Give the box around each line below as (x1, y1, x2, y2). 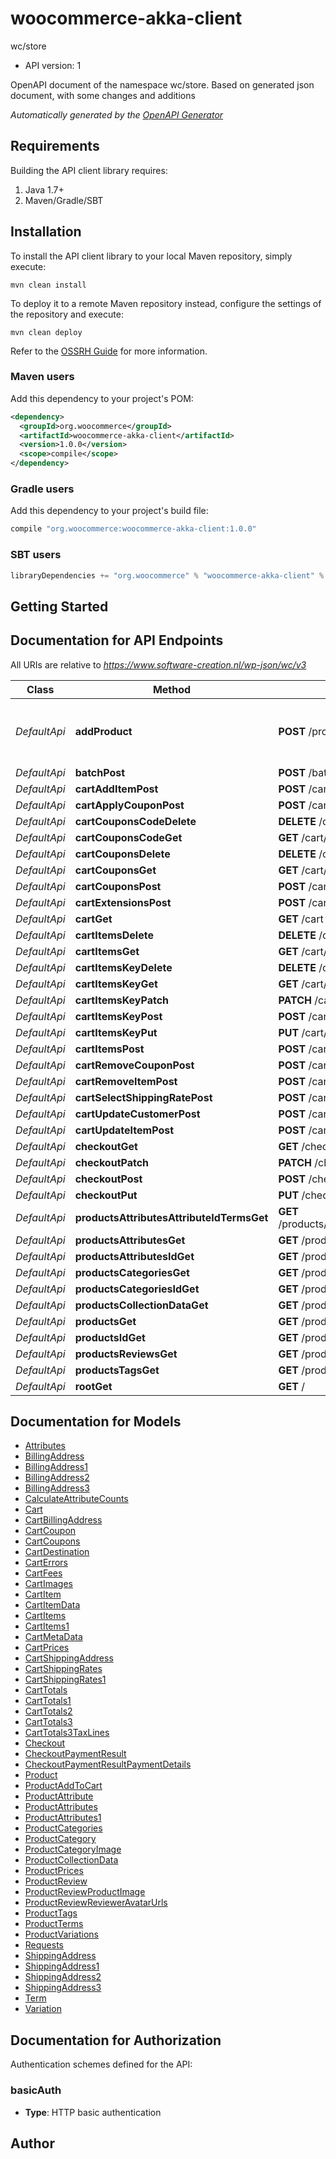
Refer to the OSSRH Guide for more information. (10, 345, 208, 357)
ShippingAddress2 (24, 1971, 102, 1983)
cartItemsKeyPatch (74, 993, 170, 1007)
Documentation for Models (10, 1413, 182, 1431)
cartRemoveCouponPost (74, 1058, 195, 1072)
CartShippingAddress (24, 1652, 114, 1664)
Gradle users (10, 482, 75, 496)
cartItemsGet (74, 944, 140, 958)
